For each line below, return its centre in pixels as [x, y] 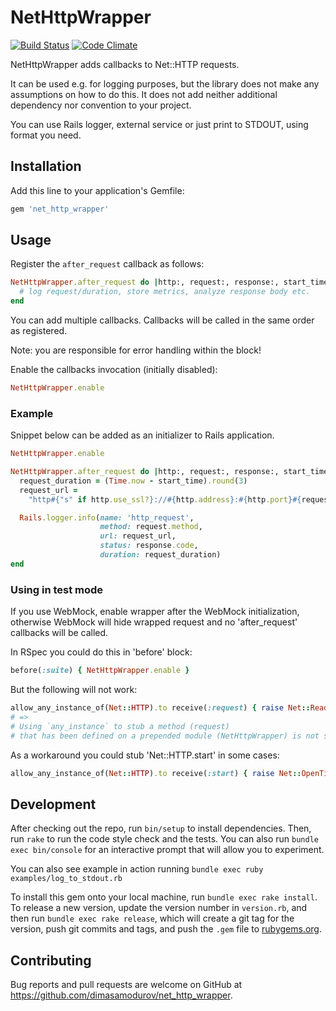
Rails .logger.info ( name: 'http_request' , [107, 517]
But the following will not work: [74, 690]
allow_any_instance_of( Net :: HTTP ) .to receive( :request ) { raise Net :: [160, 708]
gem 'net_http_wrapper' [60, 209]
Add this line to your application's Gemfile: [97, 190]
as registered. [39, 331]
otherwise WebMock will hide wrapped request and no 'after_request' [154, 622]
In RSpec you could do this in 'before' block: [101, 652]
